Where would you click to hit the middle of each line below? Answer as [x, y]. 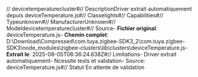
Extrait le [18, 54]
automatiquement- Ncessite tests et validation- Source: [76, 61]
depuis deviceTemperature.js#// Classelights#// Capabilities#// [85, 15]
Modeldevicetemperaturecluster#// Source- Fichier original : [82, 28]
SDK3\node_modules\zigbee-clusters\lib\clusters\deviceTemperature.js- [97, 48]
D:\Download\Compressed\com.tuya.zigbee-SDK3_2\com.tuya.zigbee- [96, 41]
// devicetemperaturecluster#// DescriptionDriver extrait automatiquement [99, 9]
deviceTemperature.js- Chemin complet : [58, 35]
